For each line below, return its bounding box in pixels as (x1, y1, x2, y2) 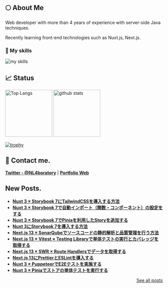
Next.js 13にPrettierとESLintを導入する (12, 254, 94, 260)
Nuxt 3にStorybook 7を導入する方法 (12, 223, 88, 229)
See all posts (136, 277, 163, 283)
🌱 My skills (5, 47, 32, 54)
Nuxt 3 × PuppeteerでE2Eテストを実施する (12, 261, 102, 267)
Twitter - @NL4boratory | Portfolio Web (5, 170, 89, 176)
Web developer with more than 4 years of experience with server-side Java (5, 19, 161, 26)
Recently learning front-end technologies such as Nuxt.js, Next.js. (5, 34, 141, 41)
